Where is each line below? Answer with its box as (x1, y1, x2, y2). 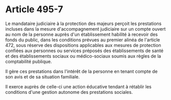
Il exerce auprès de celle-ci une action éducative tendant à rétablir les (5, 83, 152, 90)
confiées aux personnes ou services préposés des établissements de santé (5, 47, 164, 54)
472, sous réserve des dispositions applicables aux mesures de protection (5, 42, 161, 48)
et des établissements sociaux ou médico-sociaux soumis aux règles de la (5, 53, 161, 59)
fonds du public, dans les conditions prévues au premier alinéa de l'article (5, 37, 160, 43)
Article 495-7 (5, 4, 64, 15)
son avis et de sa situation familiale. (5, 73, 80, 80)
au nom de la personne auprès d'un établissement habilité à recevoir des (5, 31, 158, 37)
